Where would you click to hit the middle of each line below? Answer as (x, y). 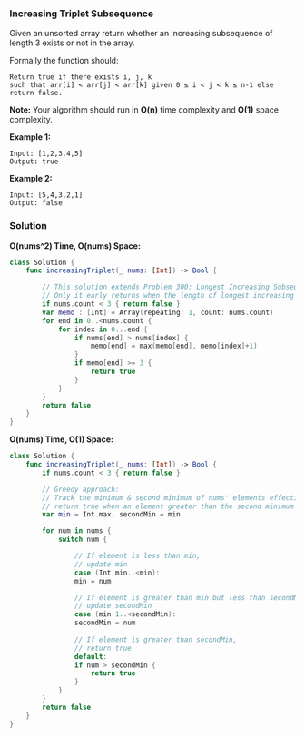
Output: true (34, 162)
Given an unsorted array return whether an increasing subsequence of (142, 34)
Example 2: (31, 179)
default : (90, 656)
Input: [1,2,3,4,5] (46, 154)
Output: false (36, 203)
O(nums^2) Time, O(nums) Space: (75, 246)
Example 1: (30, 137)
